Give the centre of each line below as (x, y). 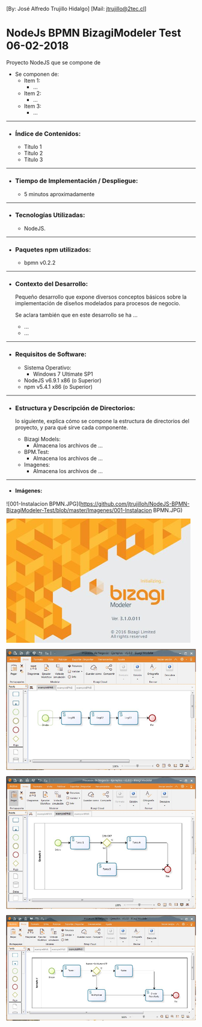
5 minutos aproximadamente (59, 194)
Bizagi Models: (42, 439)
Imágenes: (29, 491)
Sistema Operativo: (47, 367)
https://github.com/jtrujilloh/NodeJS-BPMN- (135, 504)
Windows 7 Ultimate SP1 (63, 374)
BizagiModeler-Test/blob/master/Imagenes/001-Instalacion (79, 510)
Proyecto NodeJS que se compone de (54, 62)
